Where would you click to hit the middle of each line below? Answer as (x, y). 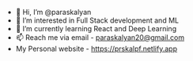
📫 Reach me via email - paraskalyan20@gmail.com (100, 38)
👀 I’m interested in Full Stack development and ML (97, 20)
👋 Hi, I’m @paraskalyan (53, 12)
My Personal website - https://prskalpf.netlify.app (96, 48)
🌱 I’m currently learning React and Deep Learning (96, 29)
